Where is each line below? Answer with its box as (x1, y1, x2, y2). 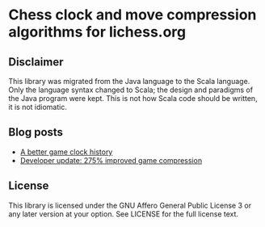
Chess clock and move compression (8, 6, 257, 24)
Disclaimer (8, 55, 64, 69)
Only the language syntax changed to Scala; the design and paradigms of (8, 85, 253, 95)
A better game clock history (19, 147, 113, 157)
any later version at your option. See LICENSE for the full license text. (8, 208, 239, 219)
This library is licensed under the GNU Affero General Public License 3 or (8, 200, 252, 210)
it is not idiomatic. (8, 103, 67, 111)
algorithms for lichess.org (8, 23, 187, 41)
